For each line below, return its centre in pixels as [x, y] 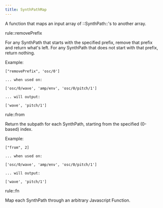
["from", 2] [17, 147]
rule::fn [12, 190]
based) [12, 129]
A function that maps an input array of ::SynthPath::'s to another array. [76, 23]
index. [26, 129]
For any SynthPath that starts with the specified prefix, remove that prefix [79, 42]
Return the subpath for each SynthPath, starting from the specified [72, 124]
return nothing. [20, 53]
